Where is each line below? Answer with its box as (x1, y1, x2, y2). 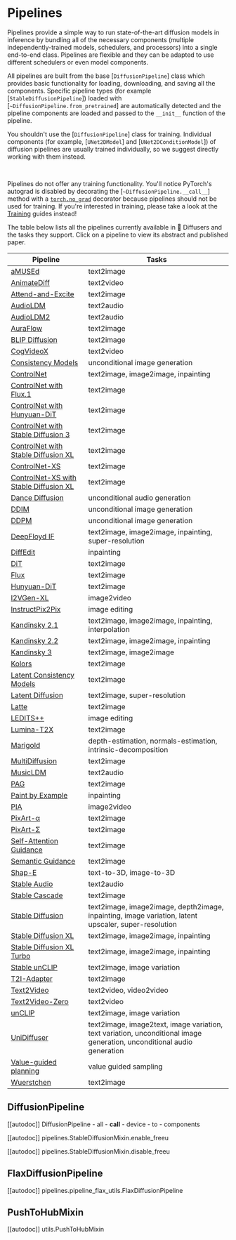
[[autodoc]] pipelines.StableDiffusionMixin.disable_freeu (7, 1147, 171, 1156)
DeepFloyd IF (11, 532, 55, 541)
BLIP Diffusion (11, 335, 58, 345)
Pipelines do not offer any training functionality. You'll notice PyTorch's (7, 179, 212, 187)
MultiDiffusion (11, 756, 58, 766)
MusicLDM (11, 767, 47, 777)
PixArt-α (11, 813, 41, 823)
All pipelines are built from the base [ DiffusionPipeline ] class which (7, 72, 206, 80)
